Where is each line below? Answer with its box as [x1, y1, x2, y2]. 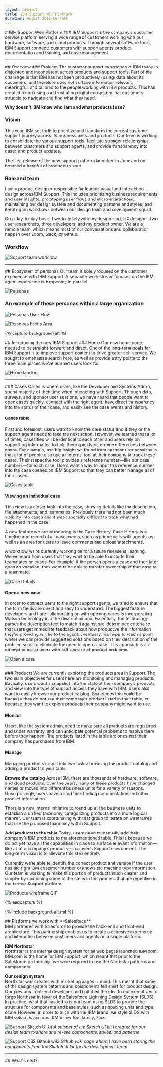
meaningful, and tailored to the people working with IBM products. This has [5, 84, 156, 90]
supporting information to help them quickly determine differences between [5, 441, 157, 447]
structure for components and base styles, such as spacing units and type [5, 1004, 154, 1010]
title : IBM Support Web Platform [5, 12, 73, 17]
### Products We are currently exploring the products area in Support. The [5, 670, 155, 676]
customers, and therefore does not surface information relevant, [5, 80, 133, 85]
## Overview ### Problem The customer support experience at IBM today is [5, 64, 158, 70]
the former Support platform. [5, 881, 63, 886]
